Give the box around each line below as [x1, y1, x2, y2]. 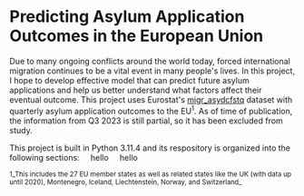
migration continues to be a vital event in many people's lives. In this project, [9, 65, 296, 76]
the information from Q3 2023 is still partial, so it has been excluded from [9, 115, 283, 126]
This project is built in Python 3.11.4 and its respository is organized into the [9, 142, 291, 153]
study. [9, 124, 34, 135]
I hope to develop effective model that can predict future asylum [9, 74, 250, 85]
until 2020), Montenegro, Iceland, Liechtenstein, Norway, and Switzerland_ [9, 177, 242, 187]
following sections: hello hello [9, 152, 138, 162]
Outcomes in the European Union [9, 25, 264, 46]
